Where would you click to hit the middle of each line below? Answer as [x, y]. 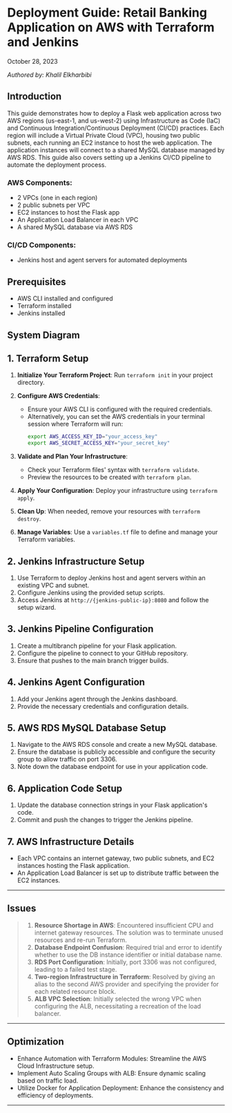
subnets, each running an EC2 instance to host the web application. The [110, 143]
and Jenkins [43, 42]
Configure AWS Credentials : [58, 396]
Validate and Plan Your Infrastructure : [72, 456]
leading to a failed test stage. [76, 969]
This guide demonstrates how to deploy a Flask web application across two [114, 113]
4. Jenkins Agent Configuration [76, 682]
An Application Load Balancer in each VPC [78, 220]
